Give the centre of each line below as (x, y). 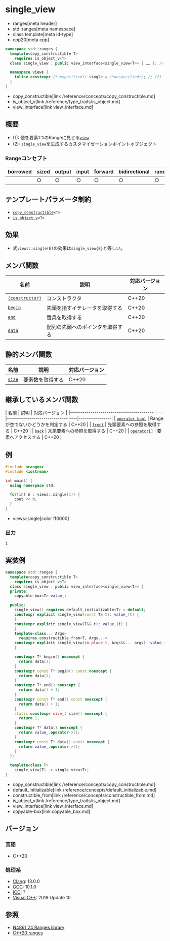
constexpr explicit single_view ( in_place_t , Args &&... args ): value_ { (90, 643)
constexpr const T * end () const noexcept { (61, 699)
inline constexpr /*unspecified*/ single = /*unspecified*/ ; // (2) (88, 77)
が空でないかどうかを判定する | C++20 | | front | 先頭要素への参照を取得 (81, 424)
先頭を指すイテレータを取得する (84, 308)
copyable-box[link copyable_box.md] (51, 811)
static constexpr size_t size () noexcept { (61, 714)
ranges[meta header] (35, 23)
